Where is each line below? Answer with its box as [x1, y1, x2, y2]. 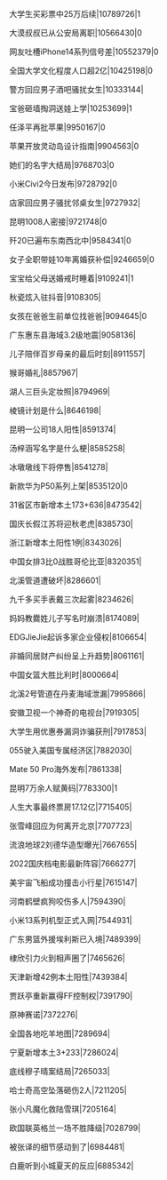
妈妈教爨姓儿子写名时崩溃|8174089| [9, 613, 139, 623]
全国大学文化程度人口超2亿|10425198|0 [9, 66, 154, 76]
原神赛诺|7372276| [9, 1009, 78, 1020]
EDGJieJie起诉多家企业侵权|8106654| [9, 632, 147, 642]
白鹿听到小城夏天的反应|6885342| [9, 1160, 134, 1171]
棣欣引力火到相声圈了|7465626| [9, 953, 126, 963]
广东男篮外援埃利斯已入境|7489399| [9, 934, 141, 945]
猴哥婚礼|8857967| [9, 368, 79, 378]
